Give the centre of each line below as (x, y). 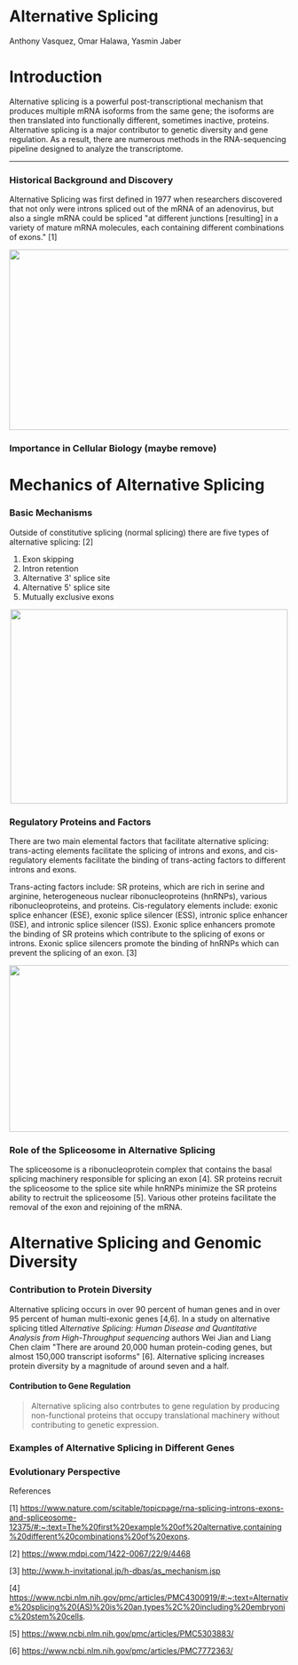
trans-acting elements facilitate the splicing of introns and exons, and (136, 850)
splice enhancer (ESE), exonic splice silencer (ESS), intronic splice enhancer (149, 915)
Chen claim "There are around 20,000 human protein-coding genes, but (141, 1347)
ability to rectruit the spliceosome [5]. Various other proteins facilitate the (143, 1198)
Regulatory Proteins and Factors (80, 822)
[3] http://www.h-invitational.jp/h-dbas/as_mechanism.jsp (115, 1571)
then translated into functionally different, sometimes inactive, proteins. (139, 120)
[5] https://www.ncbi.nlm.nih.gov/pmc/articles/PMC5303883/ (122, 1634)
